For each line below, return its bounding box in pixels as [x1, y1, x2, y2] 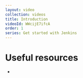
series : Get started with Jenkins [5, 30, 77, 35]
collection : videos [5, 12, 46, 17]
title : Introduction [5, 16, 48, 21]
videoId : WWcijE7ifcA [5, 21, 50, 26]
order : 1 [5, 26, 23, 31]
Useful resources [5, 52, 78, 63]
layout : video [5, 7, 35, 12]
